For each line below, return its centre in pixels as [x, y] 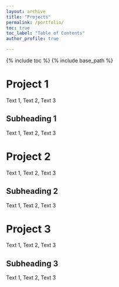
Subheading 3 [32, 263]
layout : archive [26, 11]
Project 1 [27, 84]
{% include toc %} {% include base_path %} [59, 60]
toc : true [18, 28]
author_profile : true [33, 39]
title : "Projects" [28, 17]
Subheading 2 [32, 191]
